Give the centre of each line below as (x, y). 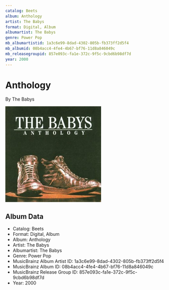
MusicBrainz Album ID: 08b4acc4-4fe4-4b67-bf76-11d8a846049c (83, 267)
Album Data (25, 216)
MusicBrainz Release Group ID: (45, 272)
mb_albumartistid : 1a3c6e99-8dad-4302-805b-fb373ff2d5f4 (67, 43)
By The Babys (20, 99)
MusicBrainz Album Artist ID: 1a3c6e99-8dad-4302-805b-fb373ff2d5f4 (88, 261)
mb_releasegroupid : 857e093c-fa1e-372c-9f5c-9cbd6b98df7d (68, 54)
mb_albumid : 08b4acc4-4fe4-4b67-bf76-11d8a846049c (60, 49)
